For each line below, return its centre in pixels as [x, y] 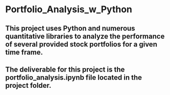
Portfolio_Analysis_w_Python [69, 9]
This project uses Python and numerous [70, 28]
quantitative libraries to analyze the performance [85, 36]
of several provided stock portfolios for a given [81, 44]
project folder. [28, 85]
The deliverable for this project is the [65, 69]
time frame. [24, 52]
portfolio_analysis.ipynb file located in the [74, 77]
